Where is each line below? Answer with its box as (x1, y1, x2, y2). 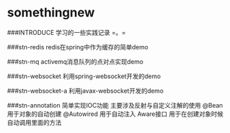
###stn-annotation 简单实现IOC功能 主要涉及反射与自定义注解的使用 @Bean (7, 101, 223, 109)
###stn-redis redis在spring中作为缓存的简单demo (7, 43, 149, 51)
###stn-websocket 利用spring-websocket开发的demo (7, 72, 161, 80)
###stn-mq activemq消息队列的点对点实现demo (7, 57, 143, 66)
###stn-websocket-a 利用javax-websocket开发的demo (7, 86, 164, 95)
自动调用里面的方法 (7, 118, 62, 126)
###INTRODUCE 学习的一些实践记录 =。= (7, 28, 126, 36)
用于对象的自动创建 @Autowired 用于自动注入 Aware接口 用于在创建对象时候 (7, 110, 224, 118)
